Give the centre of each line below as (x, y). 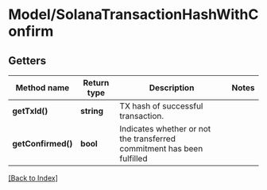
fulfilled (133, 158)
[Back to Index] (33, 178)
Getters (27, 61)
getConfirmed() (43, 144)
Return (96, 83)
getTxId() (30, 111)
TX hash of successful (161, 106)
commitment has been (161, 148)
